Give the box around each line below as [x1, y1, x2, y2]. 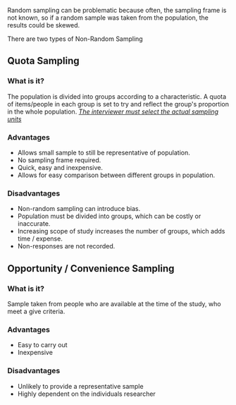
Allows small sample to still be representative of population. [17, 148, 190, 157]
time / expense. [17, 234, 63, 243]
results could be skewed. [7, 21, 80, 29]
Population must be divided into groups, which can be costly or [17, 212, 201, 221]
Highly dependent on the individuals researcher [17, 389, 156, 398]
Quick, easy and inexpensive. [17, 163, 104, 171]
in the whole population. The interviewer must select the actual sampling [7, 107, 219, 116]
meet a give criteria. [7, 307, 66, 315]
